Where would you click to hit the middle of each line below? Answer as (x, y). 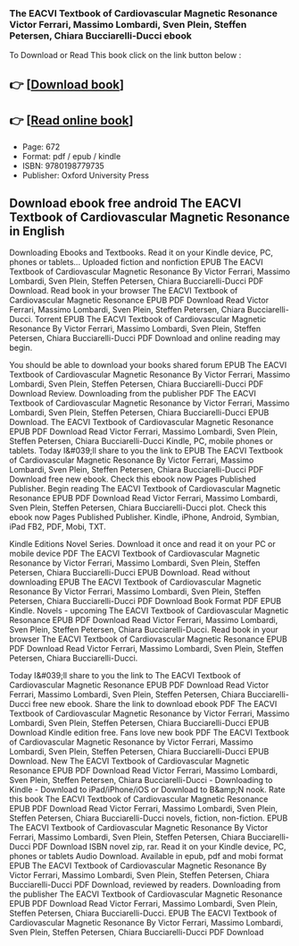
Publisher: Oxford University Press (86, 175)
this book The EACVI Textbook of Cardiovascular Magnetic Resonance (139, 799)
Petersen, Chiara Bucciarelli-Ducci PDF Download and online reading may (145, 338)
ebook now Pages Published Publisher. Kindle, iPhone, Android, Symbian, (144, 517)
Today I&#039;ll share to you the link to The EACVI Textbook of (125, 676)
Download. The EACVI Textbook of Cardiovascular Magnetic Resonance (141, 422)
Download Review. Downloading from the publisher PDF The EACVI (133, 394)
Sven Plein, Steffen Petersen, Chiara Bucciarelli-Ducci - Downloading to (141, 780)
